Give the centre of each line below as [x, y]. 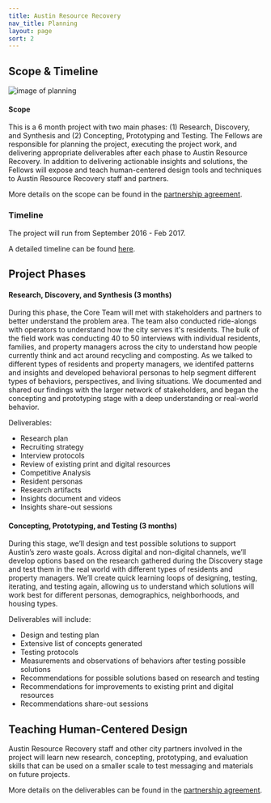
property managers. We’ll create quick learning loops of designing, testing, [133, 578]
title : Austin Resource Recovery [65, 16]
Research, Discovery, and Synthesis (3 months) [90, 294]
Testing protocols [49, 653]
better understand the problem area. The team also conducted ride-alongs [133, 321]
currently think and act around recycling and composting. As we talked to [131, 356]
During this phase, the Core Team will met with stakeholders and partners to [135, 313]
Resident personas [51, 481]
